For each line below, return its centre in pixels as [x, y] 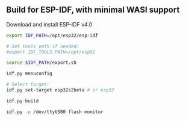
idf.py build [23, 101]
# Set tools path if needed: [43, 46]
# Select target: [28, 85]
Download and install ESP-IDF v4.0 [49, 24]
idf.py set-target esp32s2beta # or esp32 [60, 90]
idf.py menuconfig [29, 74]
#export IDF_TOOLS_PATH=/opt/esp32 [51, 52]
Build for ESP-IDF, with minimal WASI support [93, 10]
